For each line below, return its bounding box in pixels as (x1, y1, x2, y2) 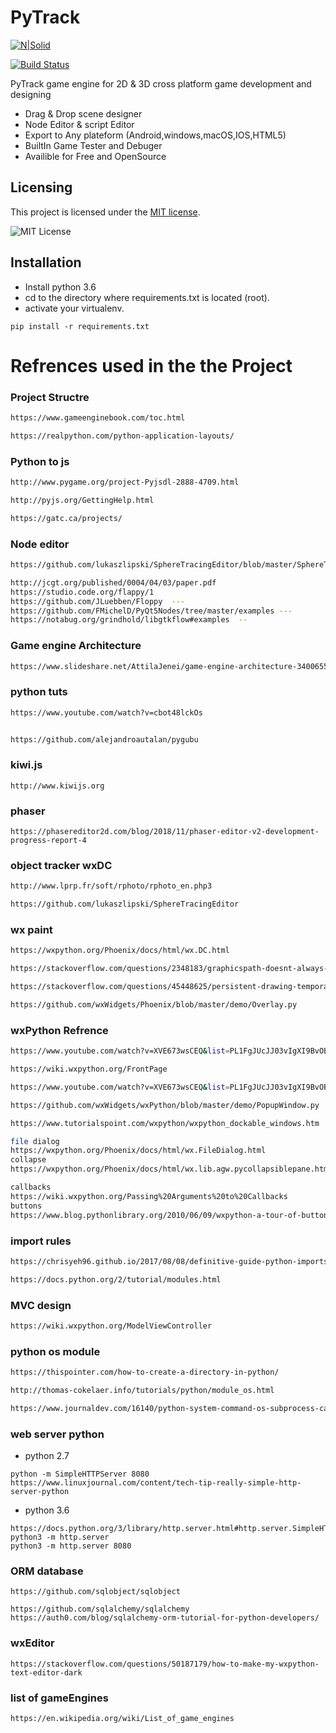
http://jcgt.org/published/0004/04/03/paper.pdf (10, 577, 217, 588)
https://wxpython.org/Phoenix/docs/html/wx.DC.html (10, 946, 230, 956)
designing (10, 88, 52, 100)
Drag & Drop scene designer (24, 107, 143, 120)
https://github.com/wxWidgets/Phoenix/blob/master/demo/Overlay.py (10, 1000, 298, 1010)
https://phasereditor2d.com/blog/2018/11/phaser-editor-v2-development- (10, 827, 320, 837)
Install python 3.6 (24, 281, 97, 293)
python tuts (10, 685, 68, 699)
